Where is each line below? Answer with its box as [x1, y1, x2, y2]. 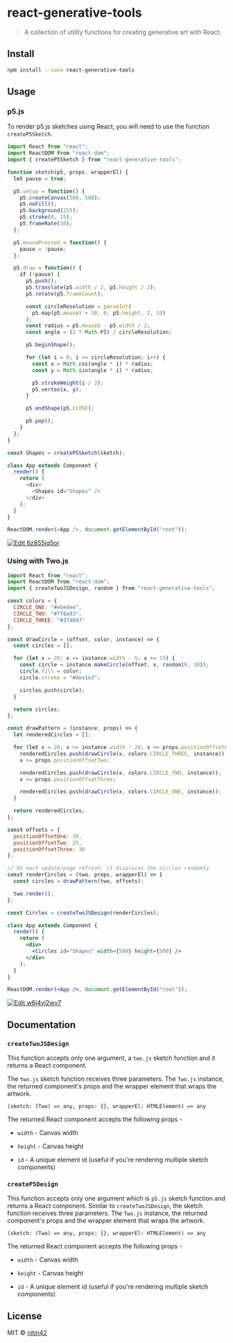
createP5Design [7, 1180, 59, 1188]
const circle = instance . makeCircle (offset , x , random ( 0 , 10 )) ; [19, 661, 209, 668]
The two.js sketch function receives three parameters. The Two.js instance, [7, 1075, 224, 1083]
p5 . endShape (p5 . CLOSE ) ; [25, 405, 95, 412]
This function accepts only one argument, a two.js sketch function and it [7, 1054, 216, 1062]
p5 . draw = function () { [13, 264, 82, 272]
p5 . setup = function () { [13, 188, 85, 195]
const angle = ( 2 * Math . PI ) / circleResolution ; [25, 329, 172, 336]
